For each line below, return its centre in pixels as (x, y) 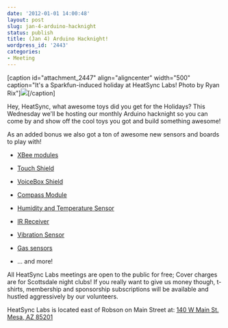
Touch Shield (36, 168)
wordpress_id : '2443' (38, 45)
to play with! (24, 141)
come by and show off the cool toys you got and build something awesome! (114, 121)
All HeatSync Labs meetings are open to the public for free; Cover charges (112, 274)
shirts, (16, 289)
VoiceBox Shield (40, 181)
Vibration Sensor (41, 235)
